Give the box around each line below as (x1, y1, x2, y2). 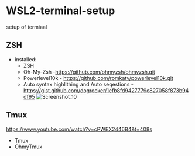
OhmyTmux (14, 143, 43, 150)
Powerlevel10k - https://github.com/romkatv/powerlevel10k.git (23, 74, 174, 81)
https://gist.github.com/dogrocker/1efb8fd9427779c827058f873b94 (23, 86, 189, 94)
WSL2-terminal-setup (6, 4, 115, 18)
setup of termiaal (6, 23, 47, 30)
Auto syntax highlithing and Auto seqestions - (23, 81, 134, 88)
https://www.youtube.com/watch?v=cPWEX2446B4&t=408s (6, 126, 153, 133)
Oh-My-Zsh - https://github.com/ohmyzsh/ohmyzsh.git (23, 68, 155, 75)
